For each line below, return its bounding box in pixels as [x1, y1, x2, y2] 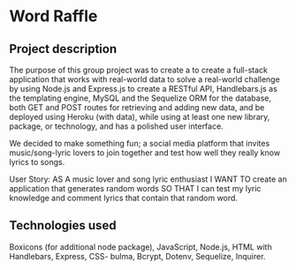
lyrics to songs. [9, 157, 65, 167]
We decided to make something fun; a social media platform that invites [9, 139, 270, 148]
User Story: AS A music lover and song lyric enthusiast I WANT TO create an [9, 174, 287, 184]
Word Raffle [9, 6, 98, 26]
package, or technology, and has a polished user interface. [9, 121, 224, 131]
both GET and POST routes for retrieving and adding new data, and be [9, 102, 265, 112]
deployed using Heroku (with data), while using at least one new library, [9, 112, 270, 122]
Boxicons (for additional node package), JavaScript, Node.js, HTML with [9, 241, 272, 252]
